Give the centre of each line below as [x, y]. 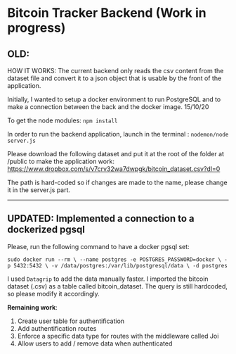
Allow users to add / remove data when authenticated [95, 343]
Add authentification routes [57, 328]
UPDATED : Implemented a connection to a [101, 219]
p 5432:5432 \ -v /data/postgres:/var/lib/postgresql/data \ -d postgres [118, 265]
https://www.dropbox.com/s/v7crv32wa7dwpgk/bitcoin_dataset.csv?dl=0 [114, 169]
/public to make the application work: [61, 161]
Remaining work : [32, 307]
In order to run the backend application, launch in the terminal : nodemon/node [118, 134]
